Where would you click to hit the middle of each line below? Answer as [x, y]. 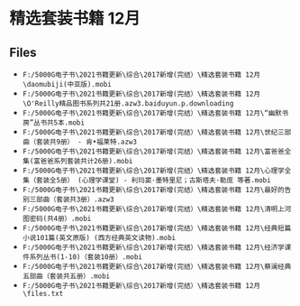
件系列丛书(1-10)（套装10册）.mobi [82, 257]
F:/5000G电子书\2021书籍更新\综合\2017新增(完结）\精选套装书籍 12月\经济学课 [157, 247]
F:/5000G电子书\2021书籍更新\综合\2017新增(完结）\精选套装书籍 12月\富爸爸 [154, 152]
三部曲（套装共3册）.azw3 [72, 199]
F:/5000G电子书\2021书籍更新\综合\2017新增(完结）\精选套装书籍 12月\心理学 [154, 171]
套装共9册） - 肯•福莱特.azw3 [86, 142]
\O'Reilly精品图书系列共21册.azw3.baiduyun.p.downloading [128, 104]
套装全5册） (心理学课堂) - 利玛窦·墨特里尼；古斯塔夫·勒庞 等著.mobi [154, 181]
